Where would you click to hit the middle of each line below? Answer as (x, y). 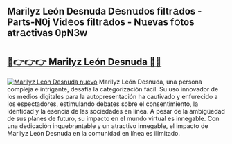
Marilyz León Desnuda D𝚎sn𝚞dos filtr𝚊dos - (105, 11)
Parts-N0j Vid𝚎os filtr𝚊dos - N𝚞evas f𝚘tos (101, 22)
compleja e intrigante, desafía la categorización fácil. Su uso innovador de (113, 89)
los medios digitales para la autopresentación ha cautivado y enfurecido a (113, 97)
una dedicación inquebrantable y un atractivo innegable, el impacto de (108, 126)
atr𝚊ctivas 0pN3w (47, 33)
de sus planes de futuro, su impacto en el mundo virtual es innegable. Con (113, 118)
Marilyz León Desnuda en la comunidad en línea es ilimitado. (94, 133)
